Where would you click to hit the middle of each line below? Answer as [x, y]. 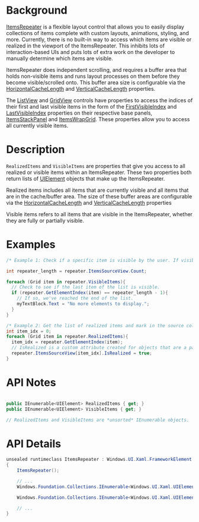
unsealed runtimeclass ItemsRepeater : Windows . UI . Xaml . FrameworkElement [99, 460]
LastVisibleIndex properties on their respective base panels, [79, 113]
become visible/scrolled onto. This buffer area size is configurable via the [96, 82]
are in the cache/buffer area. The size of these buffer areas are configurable [99, 196]
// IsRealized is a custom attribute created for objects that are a [99, 348]
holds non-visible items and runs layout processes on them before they [93, 76]
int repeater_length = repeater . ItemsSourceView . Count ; [76, 271]
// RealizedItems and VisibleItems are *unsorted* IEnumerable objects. [98, 420]
